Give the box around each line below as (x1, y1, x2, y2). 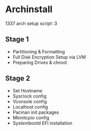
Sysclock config (12, 93, 47, 99)
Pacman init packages (12, 109, 59, 115)
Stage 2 (5, 74, 31, 83)
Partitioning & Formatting (12, 48, 65, 54)
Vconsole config (12, 98, 47, 105)
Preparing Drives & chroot (12, 59, 67, 65)
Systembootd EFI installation (12, 120, 73, 126)
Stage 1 (5, 35, 29, 44)
